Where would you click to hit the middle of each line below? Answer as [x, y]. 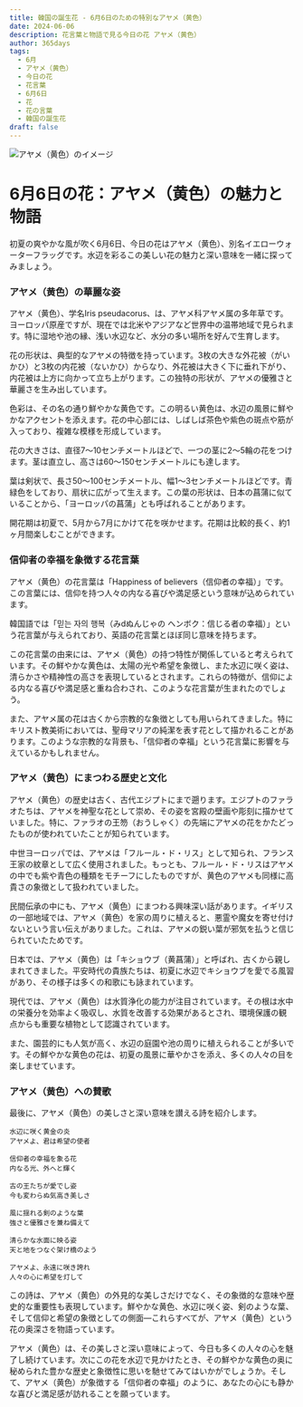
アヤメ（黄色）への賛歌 [60, 1091]
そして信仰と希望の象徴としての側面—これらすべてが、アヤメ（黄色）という [151, 1318]
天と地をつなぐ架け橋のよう [53, 1250]
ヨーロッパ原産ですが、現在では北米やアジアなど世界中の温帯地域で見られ [148, 325]
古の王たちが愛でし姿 [43, 1186]
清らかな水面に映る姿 [43, 1241]
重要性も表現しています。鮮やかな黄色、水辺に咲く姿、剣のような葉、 [163, 1306]
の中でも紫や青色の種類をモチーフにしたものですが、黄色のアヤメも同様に [148, 875]
